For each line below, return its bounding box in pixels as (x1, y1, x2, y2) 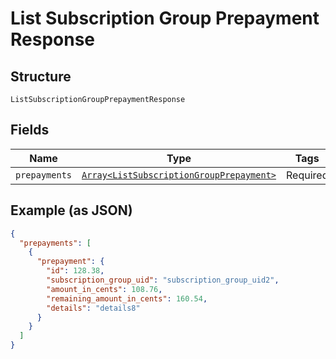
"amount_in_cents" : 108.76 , (46, 284, 163, 294)
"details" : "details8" (46, 303, 141, 313)
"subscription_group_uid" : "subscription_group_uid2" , (46, 275, 280, 285)
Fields (10, 122, 50, 139)
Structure (10, 68, 72, 85)
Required (286, 168, 329, 182)
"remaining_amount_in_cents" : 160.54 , (46, 293, 208, 304)
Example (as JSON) (10, 202, 133, 219)
